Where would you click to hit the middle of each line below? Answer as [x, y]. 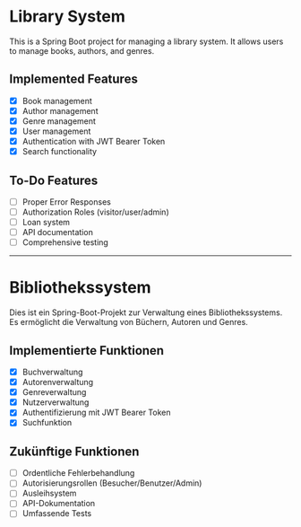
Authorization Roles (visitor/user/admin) [95, 212]
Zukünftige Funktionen [74, 451]
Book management [57, 101]
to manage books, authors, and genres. [82, 50]
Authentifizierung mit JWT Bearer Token [96, 413]
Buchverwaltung [52, 372]
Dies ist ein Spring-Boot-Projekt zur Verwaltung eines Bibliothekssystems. [146, 312]
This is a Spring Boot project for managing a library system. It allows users [146, 41]
